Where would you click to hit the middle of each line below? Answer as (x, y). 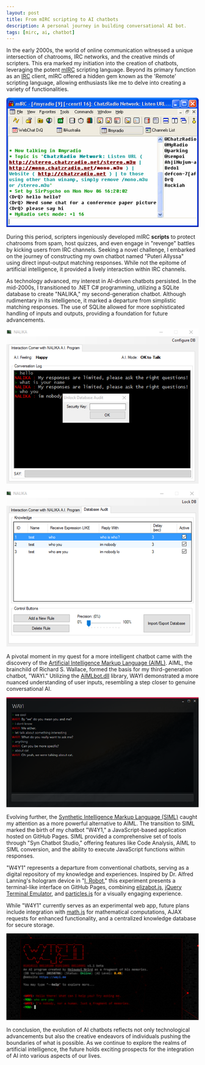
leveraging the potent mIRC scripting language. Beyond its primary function (101, 70)
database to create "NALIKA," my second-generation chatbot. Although (96, 294)
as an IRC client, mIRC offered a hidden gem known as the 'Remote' (92, 76)
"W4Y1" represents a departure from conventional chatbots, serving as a (98, 867)
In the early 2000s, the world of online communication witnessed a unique (100, 50)
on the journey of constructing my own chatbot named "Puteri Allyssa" (95, 256)
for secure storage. (31, 925)
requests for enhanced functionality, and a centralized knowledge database (101, 918)
